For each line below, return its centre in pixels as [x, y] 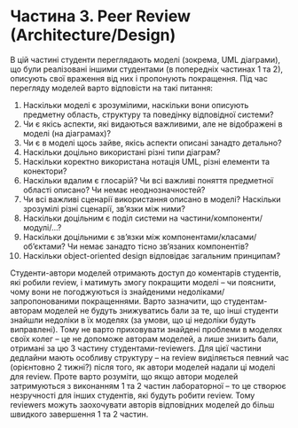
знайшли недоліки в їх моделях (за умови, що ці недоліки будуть [133, 320]
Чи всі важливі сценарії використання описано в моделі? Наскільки [152, 199]
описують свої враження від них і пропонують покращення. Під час [139, 78]
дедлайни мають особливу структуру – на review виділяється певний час [149, 357]
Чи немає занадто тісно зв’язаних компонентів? [158, 246]
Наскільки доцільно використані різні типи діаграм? [122, 152]
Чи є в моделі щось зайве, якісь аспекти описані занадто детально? [152, 143]
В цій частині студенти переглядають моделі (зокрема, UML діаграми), [145, 59]
